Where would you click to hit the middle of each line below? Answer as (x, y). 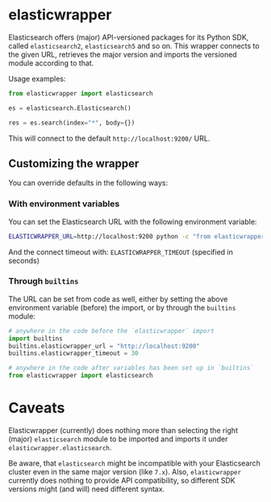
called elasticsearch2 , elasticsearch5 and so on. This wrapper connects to (134, 45)
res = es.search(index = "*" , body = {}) (72, 123)
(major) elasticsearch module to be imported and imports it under (118, 439)
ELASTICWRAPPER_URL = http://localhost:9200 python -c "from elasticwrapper (137, 236)
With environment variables (64, 204)
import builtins (35, 338)
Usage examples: (37, 78)
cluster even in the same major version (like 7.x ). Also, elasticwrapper (125, 472)
